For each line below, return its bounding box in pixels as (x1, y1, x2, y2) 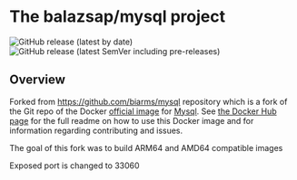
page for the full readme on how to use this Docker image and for (9, 115, 254, 126)
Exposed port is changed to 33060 (9, 160, 140, 171)
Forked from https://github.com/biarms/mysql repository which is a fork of (9, 96, 288, 107)
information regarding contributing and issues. (9, 125, 183, 136)
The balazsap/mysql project (9, 6, 225, 27)
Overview (9, 72, 66, 88)
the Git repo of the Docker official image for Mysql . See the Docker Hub (9, 106, 277, 117)
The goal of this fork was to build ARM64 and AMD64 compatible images (9, 142, 283, 153)
